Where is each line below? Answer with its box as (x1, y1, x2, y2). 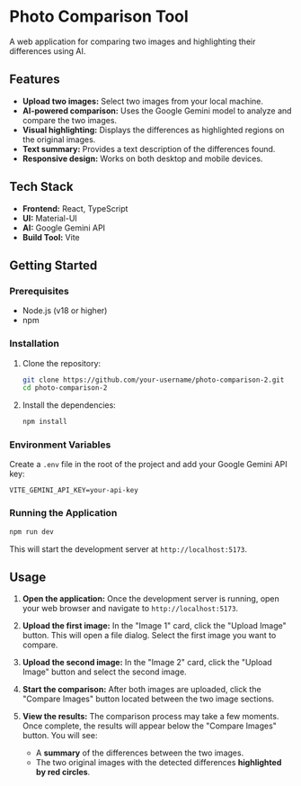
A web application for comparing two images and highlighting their (9, 36, 256, 47)
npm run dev (9, 527, 54, 537)
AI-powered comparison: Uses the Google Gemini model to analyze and (22, 105, 292, 116)
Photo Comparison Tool (9, 6, 189, 27)
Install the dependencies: (22, 400, 117, 411)
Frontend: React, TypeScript (22, 203, 128, 213)
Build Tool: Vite (22, 231, 80, 242)
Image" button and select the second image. (22, 666, 187, 677)
